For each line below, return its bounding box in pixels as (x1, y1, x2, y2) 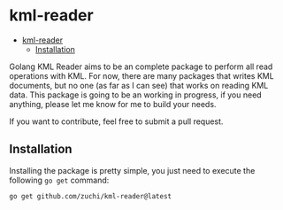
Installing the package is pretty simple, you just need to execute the (9, 165, 256, 175)
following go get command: (9, 175, 110, 185)
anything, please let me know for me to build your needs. (9, 98, 217, 109)
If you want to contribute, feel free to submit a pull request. (9, 116, 224, 127)
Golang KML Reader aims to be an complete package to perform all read (9, 61, 273, 72)
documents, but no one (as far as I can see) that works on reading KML (9, 80, 269, 90)
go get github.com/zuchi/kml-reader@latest (9, 191, 172, 200)
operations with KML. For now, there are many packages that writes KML (9, 70, 274, 81)
